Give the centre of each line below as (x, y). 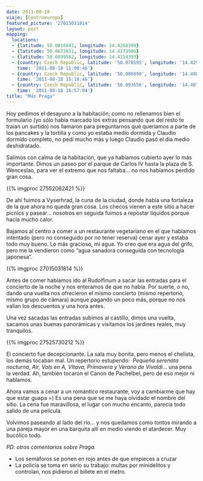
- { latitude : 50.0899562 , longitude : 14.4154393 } (75, 57)
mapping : (17, 34)
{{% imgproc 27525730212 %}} (45, 342)
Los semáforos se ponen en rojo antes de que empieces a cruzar (96, 459)
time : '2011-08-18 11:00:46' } (55, 68)
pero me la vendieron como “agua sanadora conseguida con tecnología (95, 250)
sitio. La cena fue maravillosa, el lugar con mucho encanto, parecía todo (96, 404)
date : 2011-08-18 (28, 12)
